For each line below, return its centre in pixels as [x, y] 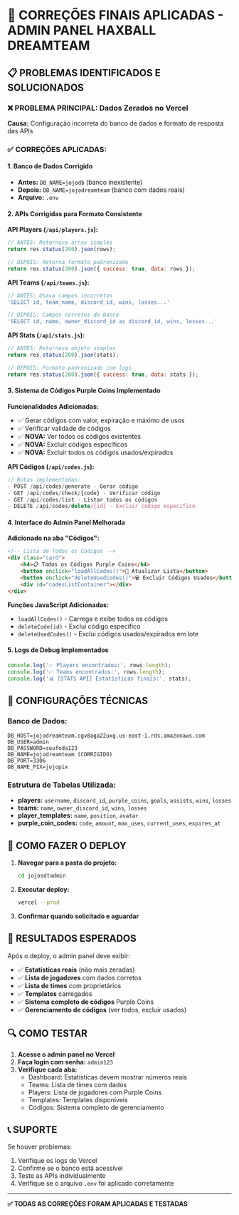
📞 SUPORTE [32, 1130]
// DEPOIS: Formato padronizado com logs [70, 367]
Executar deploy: [43, 890]
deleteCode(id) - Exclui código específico [79, 626]
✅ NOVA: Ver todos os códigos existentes [79, 436]
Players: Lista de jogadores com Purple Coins [95, 1092]
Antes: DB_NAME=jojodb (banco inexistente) [80, 182]
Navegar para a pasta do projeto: [67, 863]
